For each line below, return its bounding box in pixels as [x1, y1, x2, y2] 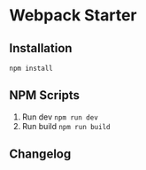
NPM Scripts [9, 88, 81, 103]
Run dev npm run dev [21, 112, 99, 122]
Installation [9, 41, 73, 56]
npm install [9, 64, 53, 73]
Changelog [9, 147, 72, 162]
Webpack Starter [9, 5, 137, 26]
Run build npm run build [21, 120, 111, 131]
